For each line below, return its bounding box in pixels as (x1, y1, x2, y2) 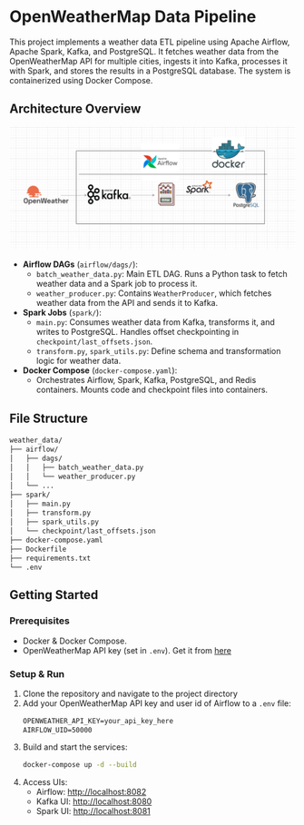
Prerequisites (9, 614, 70, 627)
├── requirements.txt (9, 554, 92, 564)
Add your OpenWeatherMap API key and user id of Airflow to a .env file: (22, 698, 292, 709)
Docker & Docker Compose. (22, 635, 127, 646)
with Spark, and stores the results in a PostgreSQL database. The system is (9, 65, 291, 76)
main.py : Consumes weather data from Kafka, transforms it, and (35, 317, 275, 328)
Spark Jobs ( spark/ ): (22, 307, 102, 319)
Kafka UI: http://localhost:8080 (35, 796, 152, 807)
